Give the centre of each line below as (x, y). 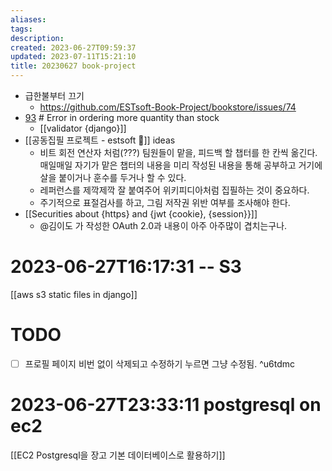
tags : (21, 29)
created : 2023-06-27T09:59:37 (73, 47)
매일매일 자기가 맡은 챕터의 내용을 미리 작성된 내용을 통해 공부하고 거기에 (181, 165)
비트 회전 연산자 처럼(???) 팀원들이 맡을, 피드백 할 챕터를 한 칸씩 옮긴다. (178, 152)
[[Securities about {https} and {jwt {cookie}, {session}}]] (141, 214)
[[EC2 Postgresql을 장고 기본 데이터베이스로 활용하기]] (118, 455)
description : (37, 38)
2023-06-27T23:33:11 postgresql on (166, 405)
